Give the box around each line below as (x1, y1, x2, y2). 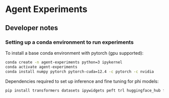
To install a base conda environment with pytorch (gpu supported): (5, 50, 144, 56)
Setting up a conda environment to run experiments (5, 39, 134, 46)
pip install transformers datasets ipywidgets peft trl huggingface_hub (5, 88, 161, 93)
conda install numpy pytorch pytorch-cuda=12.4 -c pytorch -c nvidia (5, 69, 154, 74)
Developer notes (5, 24, 58, 32)
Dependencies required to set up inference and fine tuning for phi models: (5, 78, 159, 84)
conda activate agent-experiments (5, 64, 78, 69)
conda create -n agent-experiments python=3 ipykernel (5, 59, 123, 65)
